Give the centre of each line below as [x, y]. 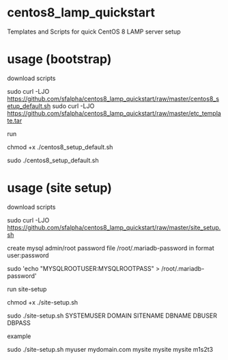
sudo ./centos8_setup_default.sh [53, 160]
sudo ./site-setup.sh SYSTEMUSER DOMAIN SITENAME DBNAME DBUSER [112, 316]
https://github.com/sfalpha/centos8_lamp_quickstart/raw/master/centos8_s [113, 99]
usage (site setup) [60, 188]
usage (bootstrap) [59, 59]
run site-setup [27, 289]
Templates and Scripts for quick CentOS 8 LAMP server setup [94, 31]
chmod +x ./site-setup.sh [43, 302]
